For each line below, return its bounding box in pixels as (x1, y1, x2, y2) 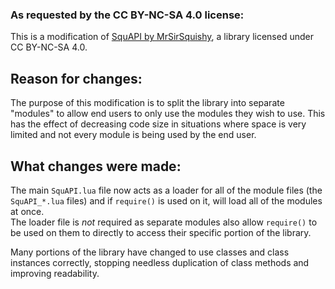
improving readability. (10, 267, 100, 279)
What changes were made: (10, 158, 182, 175)
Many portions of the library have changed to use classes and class (10, 246, 290, 258)
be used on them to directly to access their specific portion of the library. (10, 226, 312, 238)
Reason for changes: (10, 70, 143, 87)
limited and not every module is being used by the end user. (10, 129, 257, 141)
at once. (10, 205, 45, 217)
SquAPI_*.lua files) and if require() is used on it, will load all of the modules (10, 194, 323, 207)
